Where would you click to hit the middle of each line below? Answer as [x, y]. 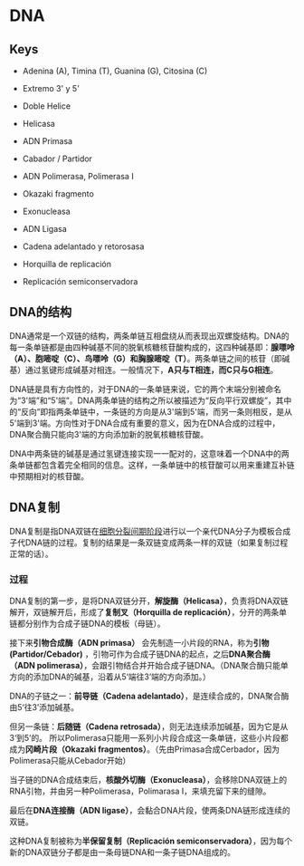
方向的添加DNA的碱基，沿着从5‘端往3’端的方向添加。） [110, 677]
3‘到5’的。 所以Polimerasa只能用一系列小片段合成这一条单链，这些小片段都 [149, 737]
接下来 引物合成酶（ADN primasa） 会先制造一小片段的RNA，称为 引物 [139, 642]
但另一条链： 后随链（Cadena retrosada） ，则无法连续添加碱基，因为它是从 [149, 726]
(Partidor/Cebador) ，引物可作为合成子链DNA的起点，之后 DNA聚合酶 [140, 654]
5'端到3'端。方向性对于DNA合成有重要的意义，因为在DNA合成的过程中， [145, 423]
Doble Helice [46, 106]
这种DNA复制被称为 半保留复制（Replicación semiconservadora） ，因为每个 [151, 841]
